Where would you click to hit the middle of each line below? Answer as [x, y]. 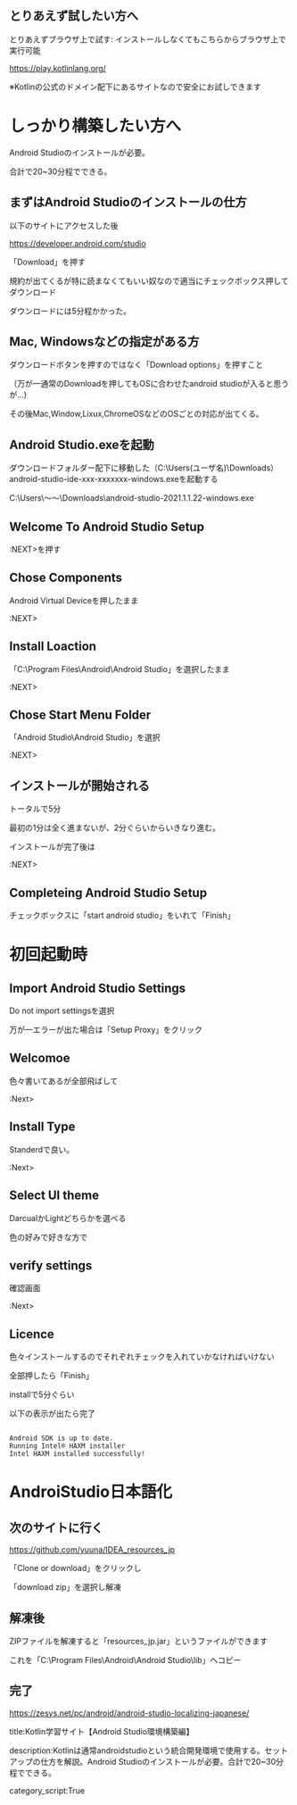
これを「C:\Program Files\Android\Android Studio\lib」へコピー [125, 1659]
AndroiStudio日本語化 [91, 1492]
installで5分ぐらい [42, 1394]
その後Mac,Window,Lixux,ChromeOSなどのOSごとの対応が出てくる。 [137, 414]
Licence [32, 1334]
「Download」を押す [48, 262]
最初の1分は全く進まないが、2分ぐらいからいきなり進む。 [115, 828]
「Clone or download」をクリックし [75, 1568]
